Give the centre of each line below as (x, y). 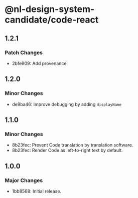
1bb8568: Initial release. (36, 191)
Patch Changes (24, 52)
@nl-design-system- (50, 9)
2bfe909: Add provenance (39, 63)
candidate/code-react (52, 20)
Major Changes (24, 180)
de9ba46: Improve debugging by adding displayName (66, 104)
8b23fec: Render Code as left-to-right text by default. (67, 150)
